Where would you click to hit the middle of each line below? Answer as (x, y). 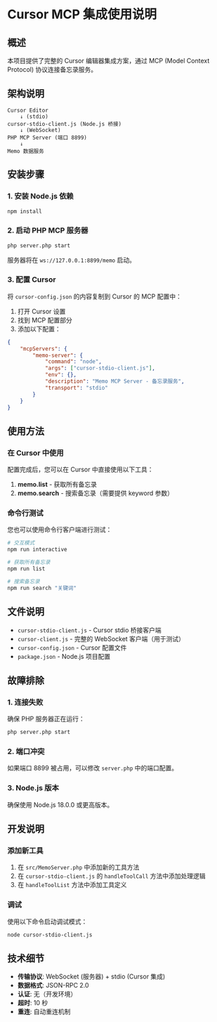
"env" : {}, (61, 375)
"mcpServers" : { (44, 348)
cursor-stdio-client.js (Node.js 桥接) (65, 124)
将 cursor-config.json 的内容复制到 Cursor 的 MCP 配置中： (95, 296)
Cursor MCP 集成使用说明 (82, 14)
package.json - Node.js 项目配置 (64, 656)
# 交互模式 (21, 543)
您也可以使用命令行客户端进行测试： (60, 530)
